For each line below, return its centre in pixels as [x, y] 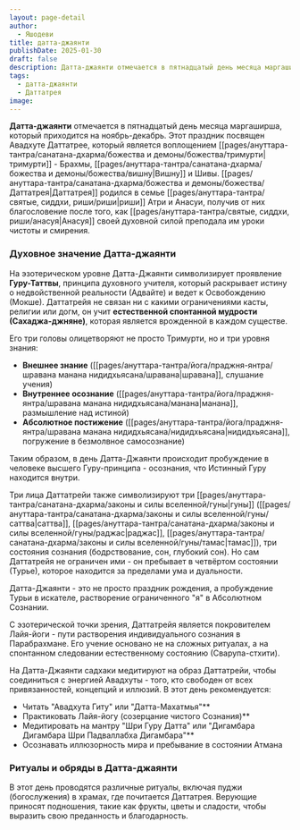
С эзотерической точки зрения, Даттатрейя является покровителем [140, 624]
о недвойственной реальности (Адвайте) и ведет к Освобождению [137, 292]
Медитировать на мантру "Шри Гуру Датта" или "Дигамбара [138, 725]
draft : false [33, 59]
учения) [37, 384]
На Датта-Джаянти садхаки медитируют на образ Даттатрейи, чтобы [143, 670]
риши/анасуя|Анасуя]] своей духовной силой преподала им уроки [137, 221]
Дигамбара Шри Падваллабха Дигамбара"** [108, 735]
